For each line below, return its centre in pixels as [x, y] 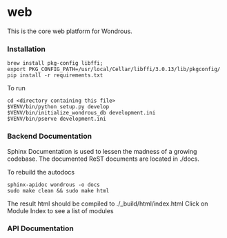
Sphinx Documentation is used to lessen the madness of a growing [102, 151]
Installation [27, 49]
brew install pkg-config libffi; [55, 63]
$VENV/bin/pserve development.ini [57, 119]
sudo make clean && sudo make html [58, 190]
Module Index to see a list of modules [60, 210]
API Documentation [41, 228]
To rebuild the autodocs [41, 172]
